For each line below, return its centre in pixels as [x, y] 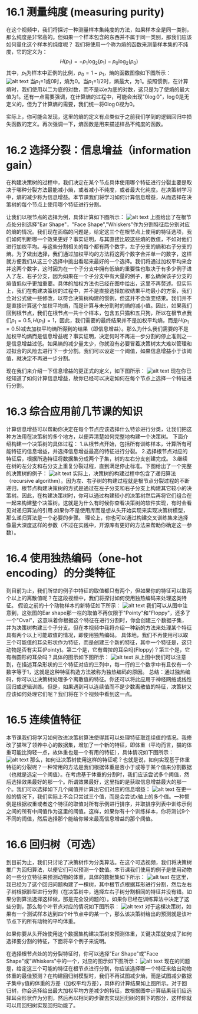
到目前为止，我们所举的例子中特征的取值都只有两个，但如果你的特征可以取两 [99, 590]
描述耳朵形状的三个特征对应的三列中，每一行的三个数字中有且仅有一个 [107, 664]
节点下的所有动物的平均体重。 [42, 921]
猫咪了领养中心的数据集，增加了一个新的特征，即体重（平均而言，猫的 [101, 745]
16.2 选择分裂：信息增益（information [99, 150]
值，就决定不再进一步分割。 [40, 358]
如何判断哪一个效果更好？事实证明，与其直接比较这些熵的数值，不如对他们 [101, 239]
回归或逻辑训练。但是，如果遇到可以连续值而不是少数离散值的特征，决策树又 [99, 686]
